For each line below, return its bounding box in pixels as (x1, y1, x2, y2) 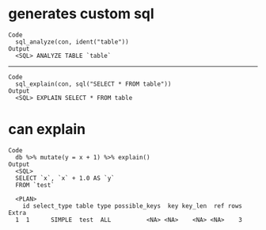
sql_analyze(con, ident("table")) (15, 37, 129, 46)
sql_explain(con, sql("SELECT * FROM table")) (15, 80, 172, 88)
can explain (8, 121, 85, 139)
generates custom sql (8, 5, 154, 23)
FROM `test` (15, 181, 55, 189)
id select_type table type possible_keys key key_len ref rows (22, 201, 243, 210)
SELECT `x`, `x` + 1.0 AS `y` (15, 174, 115, 182)
